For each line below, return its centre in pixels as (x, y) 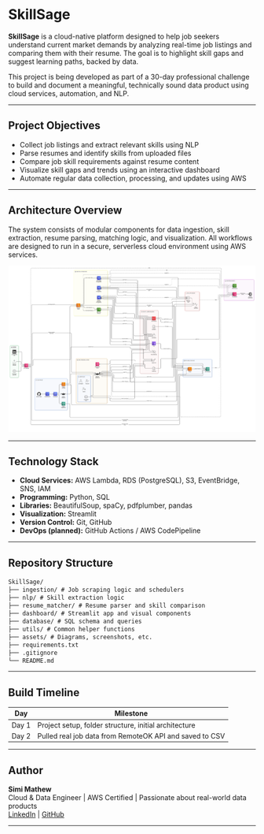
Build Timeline (44, 693)
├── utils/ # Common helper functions (71, 629)
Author (26, 770)
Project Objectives (54, 126)
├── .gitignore (33, 653)
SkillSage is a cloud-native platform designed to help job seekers (114, 36)
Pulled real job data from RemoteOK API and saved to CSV (131, 735)
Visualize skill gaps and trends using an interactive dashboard (119, 169)
